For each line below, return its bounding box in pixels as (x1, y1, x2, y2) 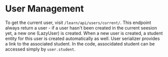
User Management (5, 3, 84, 14)
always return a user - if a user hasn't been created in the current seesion (5, 24, 157, 30)
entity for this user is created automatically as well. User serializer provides (5, 35, 160, 41)
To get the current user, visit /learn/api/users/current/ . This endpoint (5, 19, 151, 25)
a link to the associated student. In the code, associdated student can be (5, 40, 155, 46)
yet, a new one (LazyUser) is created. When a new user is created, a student (5, 30, 163, 36)
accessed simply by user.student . (5, 46, 76, 52)
